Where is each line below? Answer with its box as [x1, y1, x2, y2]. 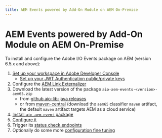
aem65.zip [12, 91, 33, 96]
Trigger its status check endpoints [12, 122, 82, 128]
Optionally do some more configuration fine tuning [12, 127, 115, 133]
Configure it [12, 117, 37, 123]
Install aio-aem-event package [12, 111, 74, 117]
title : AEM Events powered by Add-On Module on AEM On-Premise [5, 7, 138, 12]
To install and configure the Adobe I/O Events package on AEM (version [5, 55, 151, 61]
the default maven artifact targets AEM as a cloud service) [19, 106, 136, 112]
